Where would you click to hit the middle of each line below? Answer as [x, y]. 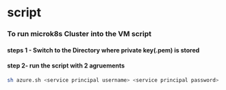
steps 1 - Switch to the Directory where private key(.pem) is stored [103, 50]
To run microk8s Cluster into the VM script [79, 34]
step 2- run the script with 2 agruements [66, 65]
